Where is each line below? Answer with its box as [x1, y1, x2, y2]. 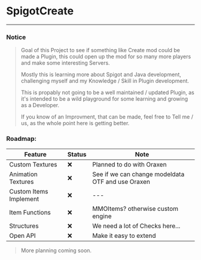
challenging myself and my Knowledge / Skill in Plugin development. [20, 77, 190, 84]
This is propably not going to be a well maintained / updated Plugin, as [20, 89, 194, 96]
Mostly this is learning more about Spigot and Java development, [20, 71, 181, 78]
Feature [24, 150, 47, 158]
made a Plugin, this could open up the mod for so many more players [20, 53, 191, 61]
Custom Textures [9, 160, 57, 168]
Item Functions [9, 208, 51, 216]
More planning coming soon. [20, 247, 92, 254]
